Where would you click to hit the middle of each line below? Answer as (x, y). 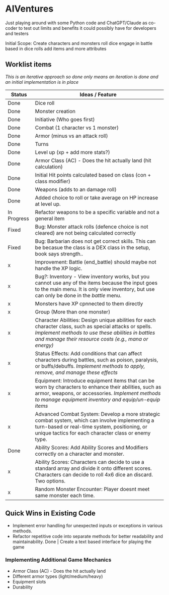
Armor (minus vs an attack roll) (71, 136)
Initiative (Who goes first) (65, 119)
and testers (17, 33)
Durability (22, 587)
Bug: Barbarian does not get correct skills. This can (95, 241)
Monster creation (55, 111)
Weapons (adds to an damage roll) (76, 189)
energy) (44, 345)
